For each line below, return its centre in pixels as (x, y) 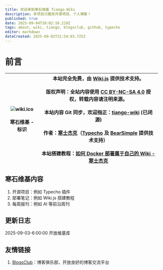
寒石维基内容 (24, 179)
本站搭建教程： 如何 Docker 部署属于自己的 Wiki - (98, 153)
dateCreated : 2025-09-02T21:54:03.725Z (45, 37)
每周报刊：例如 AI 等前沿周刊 (41, 204)
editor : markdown (23, 32)
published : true (21, 18)
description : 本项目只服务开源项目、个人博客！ (48, 14)
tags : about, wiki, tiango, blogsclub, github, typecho (63, 28)
